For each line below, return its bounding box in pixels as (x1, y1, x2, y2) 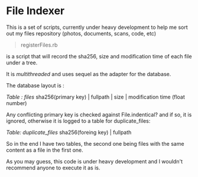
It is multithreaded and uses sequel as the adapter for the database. (6, 70, 171, 77)
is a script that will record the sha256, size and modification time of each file (6, 53, 192, 60)
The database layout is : (6, 81, 65, 89)
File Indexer (6, 4, 65, 18)
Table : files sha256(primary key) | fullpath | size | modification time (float (6, 93, 185, 100)
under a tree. (6, 59, 38, 66)
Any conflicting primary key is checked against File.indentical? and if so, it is (6, 111, 192, 118)
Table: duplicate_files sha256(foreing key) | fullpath (6, 129, 132, 136)
